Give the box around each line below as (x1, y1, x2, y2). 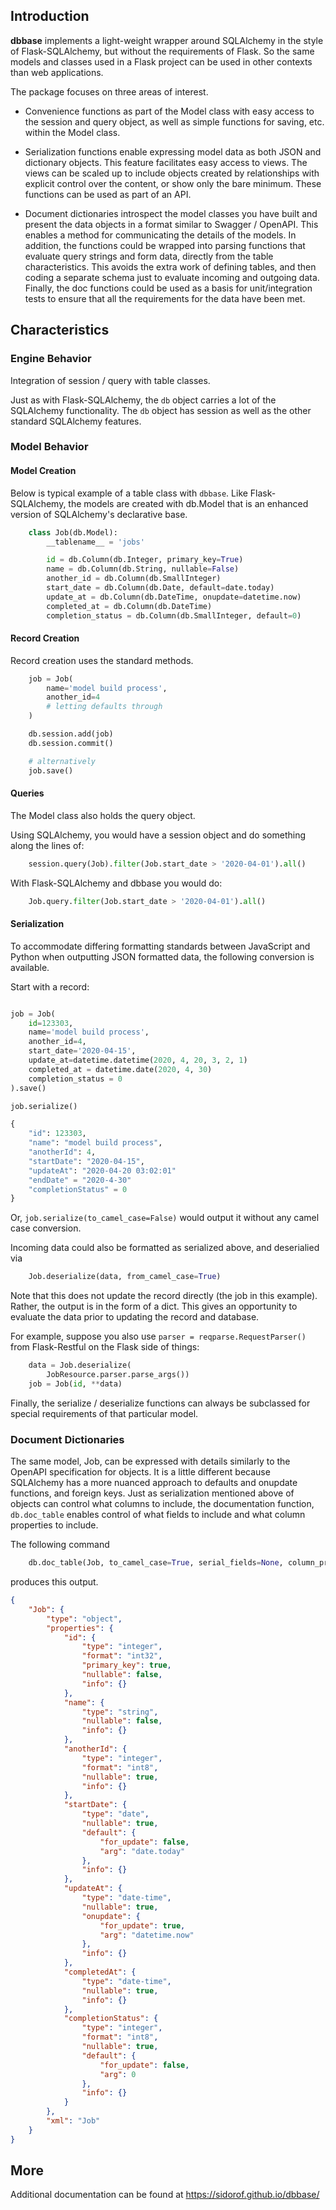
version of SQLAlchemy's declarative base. (10, 508, 188, 520)
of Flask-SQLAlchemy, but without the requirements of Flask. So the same (10, 45, 315, 57)
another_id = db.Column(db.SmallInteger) (46, 574, 222, 584)
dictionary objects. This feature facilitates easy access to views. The (24, 156, 308, 168)
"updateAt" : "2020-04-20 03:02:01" (28, 1165, 177, 1176)
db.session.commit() (28, 738, 114, 748)
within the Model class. (24, 126, 121, 138)
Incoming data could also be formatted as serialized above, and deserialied (10, 1242, 320, 1254)
